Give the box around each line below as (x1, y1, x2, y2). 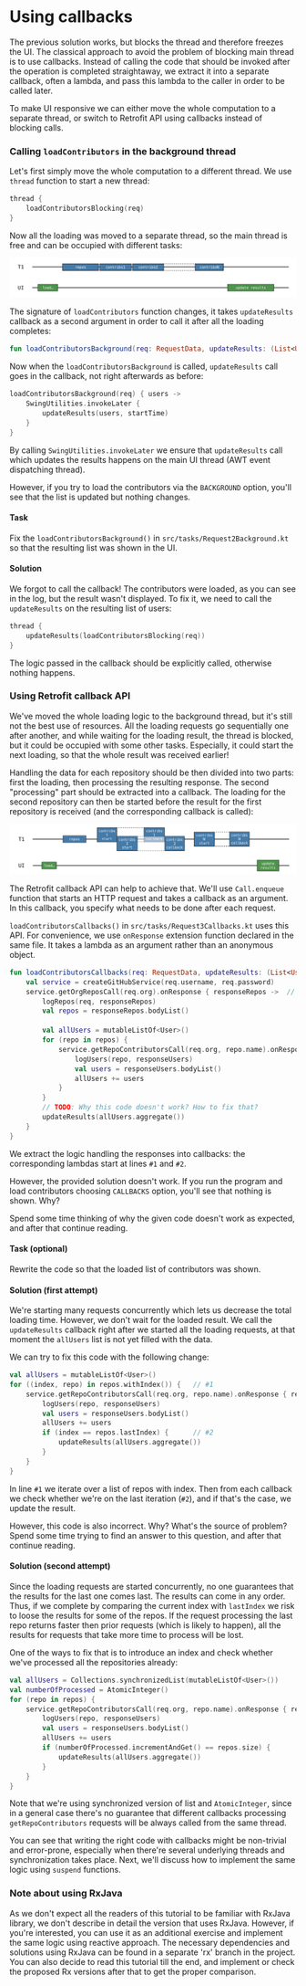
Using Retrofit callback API (9, 689, 131, 702)
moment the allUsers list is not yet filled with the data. (9, 1334, 213, 1345)
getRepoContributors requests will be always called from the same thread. (9, 1817, 287, 1828)
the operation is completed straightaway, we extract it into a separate (9, 66, 270, 77)
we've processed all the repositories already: (9, 1656, 178, 1667)
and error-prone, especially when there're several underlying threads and (9, 1844, 285, 1855)
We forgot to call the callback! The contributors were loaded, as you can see (9, 583, 296, 594)
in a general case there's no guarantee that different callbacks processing (9, 1808, 287, 1819)
